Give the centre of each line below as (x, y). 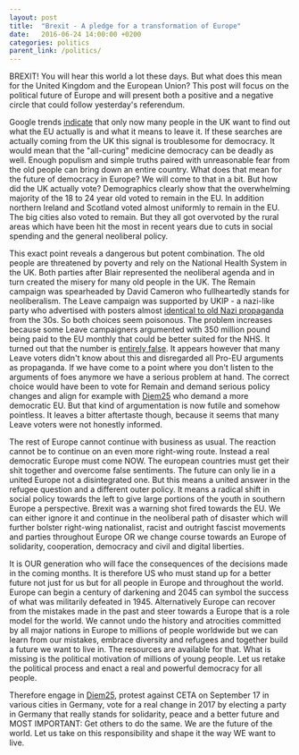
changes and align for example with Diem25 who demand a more (129, 396)
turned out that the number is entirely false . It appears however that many (145, 349)
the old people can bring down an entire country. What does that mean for (146, 170)
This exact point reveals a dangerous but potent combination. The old (137, 254)
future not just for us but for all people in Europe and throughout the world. (146, 583)
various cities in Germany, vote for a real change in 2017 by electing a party (148, 705)
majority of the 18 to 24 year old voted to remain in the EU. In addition (137, 199)
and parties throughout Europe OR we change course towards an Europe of (148, 537)
